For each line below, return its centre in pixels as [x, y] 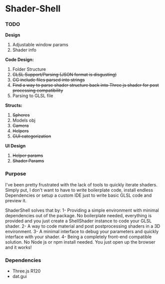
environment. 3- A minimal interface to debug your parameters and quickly [82, 231]
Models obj [24, 121]
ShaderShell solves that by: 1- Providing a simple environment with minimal [82, 210]
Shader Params [28, 161]
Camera [20, 126]
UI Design [15, 146]
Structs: [14, 106]
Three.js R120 [26, 271]
